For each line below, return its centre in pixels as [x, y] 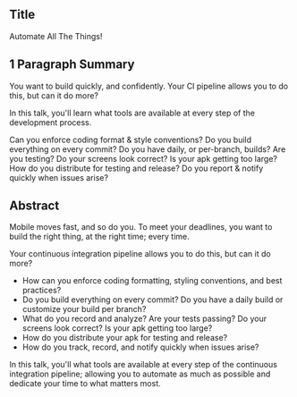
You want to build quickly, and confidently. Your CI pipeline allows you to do [149, 86]
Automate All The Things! [56, 36]
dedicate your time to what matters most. [85, 384]
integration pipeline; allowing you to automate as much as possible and [140, 374]
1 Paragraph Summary [72, 65]
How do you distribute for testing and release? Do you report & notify [136, 168]
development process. [51, 122]
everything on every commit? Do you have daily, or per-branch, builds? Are [148, 149]
